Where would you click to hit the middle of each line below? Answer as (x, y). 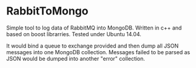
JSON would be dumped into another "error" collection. (76, 58)
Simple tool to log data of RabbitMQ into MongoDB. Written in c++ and (94, 28)
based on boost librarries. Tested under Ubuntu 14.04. (74, 34)
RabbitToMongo (47, 11)
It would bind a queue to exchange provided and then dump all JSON (93, 46)
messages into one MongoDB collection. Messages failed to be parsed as (98, 52)
